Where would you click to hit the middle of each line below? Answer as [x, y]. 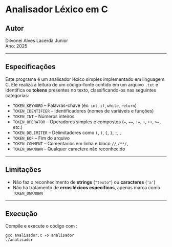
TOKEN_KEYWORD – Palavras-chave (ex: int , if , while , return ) [75, 105]
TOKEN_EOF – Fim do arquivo [41, 138]
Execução [21, 214]
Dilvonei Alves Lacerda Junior [37, 40]
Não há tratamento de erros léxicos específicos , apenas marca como [86, 187]
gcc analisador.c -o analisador [40, 235]
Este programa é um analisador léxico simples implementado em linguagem [85, 79]
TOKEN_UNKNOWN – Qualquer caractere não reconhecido [69, 149]
